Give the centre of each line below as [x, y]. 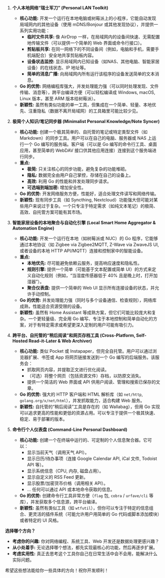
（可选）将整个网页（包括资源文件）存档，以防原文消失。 [85, 376]
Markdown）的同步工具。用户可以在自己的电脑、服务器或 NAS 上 [86, 138]
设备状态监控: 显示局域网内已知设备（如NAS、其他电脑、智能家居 [93, 62]
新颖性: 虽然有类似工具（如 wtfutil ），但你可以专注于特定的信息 [84, 508]
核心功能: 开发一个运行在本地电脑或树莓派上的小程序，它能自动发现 [88, 18]
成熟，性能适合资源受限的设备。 [52, 306]
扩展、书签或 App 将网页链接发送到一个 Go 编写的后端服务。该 [92, 357]
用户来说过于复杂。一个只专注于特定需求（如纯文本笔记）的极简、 [91, 206]
